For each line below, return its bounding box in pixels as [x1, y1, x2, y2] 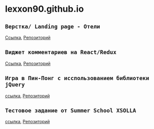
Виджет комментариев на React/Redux [5, 49, 117, 56]
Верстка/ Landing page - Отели [5, 23, 100, 30]
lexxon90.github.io [5, 3, 84, 15]
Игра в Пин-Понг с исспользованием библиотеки [5, 75, 150, 82]
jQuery [5, 81, 25, 88]
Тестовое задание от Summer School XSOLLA [5, 107, 136, 114]
